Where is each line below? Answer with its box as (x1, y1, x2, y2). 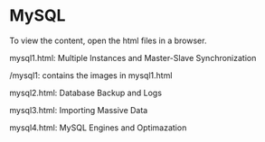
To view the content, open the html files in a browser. (9, 35, 207, 46)
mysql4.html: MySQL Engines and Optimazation (9, 122, 187, 133)
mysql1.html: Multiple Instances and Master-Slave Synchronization (9, 52, 257, 63)
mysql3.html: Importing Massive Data (9, 104, 148, 115)
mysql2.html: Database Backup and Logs (9, 87, 163, 98)
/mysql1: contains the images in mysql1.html (9, 69, 173, 81)
